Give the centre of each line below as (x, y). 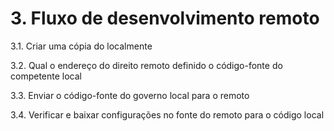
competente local (46, 76)
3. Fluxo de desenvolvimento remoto (165, 18)
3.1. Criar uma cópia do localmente (81, 46)
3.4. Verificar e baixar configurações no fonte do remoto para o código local (167, 114)
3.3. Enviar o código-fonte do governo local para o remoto (130, 95)
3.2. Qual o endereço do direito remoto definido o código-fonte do (146, 65)
